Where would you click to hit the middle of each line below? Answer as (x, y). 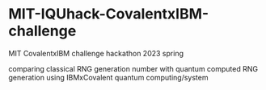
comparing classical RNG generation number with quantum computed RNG (133, 68)
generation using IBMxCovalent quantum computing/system (108, 77)
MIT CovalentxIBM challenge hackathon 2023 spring (96, 53)
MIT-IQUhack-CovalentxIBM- (109, 14)
